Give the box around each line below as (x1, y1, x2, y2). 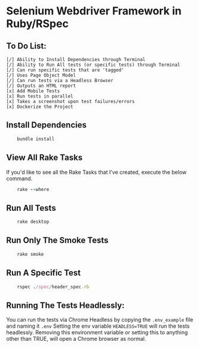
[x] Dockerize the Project (6, 104, 74, 110)
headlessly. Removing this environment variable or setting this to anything (6, 329, 188, 336)
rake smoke (17, 251, 44, 257)
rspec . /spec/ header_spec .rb (17, 283, 90, 290)
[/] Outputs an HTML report (6, 83, 76, 89)
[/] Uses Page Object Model (6, 72, 76, 78)
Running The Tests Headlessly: (6, 300, 125, 310)
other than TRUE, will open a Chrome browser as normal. (6, 335, 146, 343)
